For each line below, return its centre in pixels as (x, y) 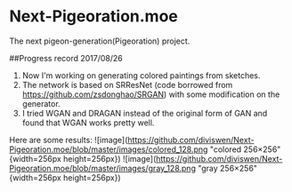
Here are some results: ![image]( (69, 140)
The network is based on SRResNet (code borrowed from (127, 84)
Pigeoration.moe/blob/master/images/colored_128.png (109, 149)
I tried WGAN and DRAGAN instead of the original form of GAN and (145, 113)
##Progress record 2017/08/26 (66, 58)
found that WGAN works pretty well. (88, 123)
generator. (41, 103)
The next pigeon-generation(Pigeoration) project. (100, 41)
